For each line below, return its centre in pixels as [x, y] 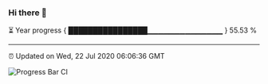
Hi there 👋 [28, 13]
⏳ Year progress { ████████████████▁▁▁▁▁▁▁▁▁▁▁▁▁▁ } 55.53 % [133, 30]
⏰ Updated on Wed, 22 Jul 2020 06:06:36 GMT [87, 56]
